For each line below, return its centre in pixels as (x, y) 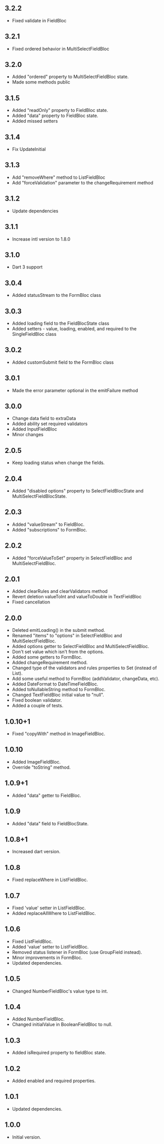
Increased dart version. (36, 852)
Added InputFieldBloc (35, 429)
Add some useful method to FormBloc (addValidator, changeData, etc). (86, 679)
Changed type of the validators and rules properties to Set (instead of (84, 668)
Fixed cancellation (31, 602)
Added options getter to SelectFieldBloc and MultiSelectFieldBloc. (80, 646)
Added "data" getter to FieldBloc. (46, 795)
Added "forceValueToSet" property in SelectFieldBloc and (72, 558)
